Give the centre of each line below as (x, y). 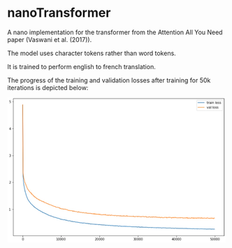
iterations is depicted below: (48, 87)
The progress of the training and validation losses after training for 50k (109, 80)
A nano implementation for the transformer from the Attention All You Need (115, 32)
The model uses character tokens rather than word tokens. (92, 53)
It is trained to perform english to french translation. (81, 66)
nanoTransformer (59, 13)
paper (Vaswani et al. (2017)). (50, 39)
